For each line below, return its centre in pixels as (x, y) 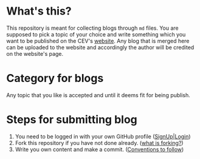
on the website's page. (35, 53)
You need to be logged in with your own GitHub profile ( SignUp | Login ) (103, 136)
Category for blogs (55, 79)
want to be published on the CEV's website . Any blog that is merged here (98, 41)
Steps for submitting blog (72, 120)
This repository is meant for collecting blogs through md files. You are (93, 28)
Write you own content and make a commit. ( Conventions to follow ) (99, 149)
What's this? (39, 11)
